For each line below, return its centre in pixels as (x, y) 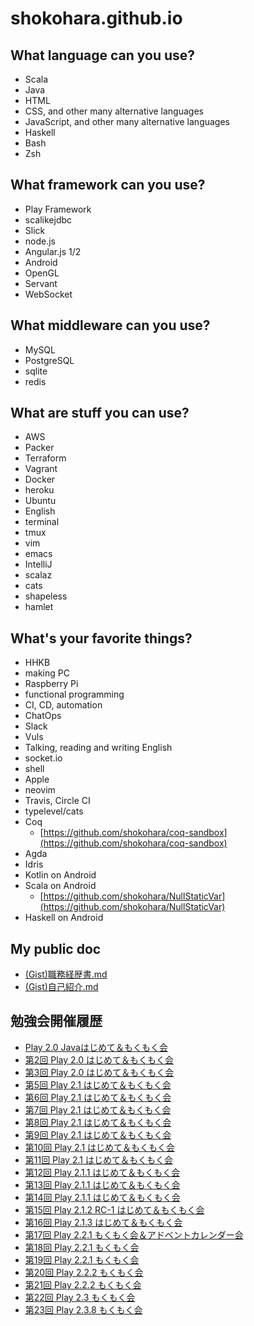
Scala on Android (60, 886)
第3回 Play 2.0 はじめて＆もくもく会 (99, 1072)
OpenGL (42, 273)
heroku (39, 490)
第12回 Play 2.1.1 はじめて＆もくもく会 (102, 1172)
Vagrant (41, 469)
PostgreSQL (49, 360)
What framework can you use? (108, 185)
